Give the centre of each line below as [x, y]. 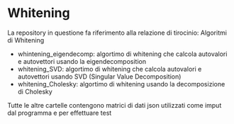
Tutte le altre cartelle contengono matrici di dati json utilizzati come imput [115, 105]
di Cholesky [35, 91]
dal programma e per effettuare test [60, 113]
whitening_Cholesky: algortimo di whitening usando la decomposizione [121, 84]
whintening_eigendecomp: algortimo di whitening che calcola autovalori [122, 54]
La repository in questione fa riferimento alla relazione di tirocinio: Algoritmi [117, 33]
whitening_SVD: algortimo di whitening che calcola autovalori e [110, 69]
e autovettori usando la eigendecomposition [82, 61]
